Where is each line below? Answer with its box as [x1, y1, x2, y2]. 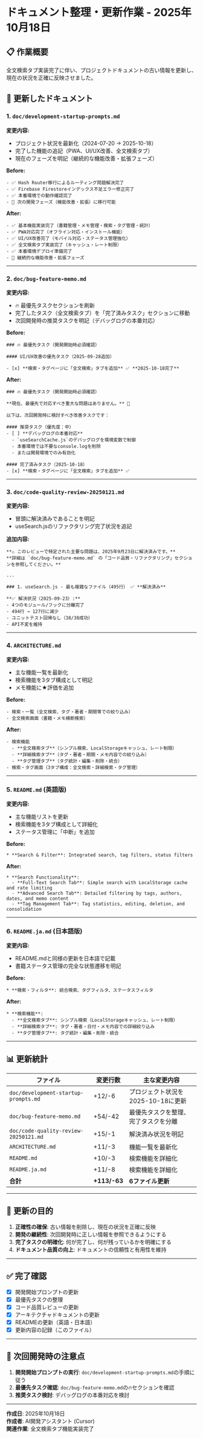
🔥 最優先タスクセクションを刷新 [14, 301, 95, 309]
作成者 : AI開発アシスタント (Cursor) [6, 1417, 95, 1425]
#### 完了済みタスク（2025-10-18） [6, 461, 88, 467]
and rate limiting [6, 885, 53, 891]
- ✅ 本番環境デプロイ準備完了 [6, 248, 72, 255]
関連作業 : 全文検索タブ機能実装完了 [6, 1425, 94, 1432]
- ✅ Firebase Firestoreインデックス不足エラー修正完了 [6, 186, 135, 192]
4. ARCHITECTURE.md [6, 641, 62, 650]
